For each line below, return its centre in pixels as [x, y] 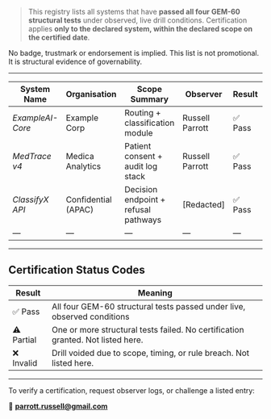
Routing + [143, 113]
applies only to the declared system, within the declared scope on [140, 29]
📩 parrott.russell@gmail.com [58, 406]
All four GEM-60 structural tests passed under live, [148, 306]
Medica [80, 156]
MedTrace [32, 156]
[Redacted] [204, 205]
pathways [143, 220]
